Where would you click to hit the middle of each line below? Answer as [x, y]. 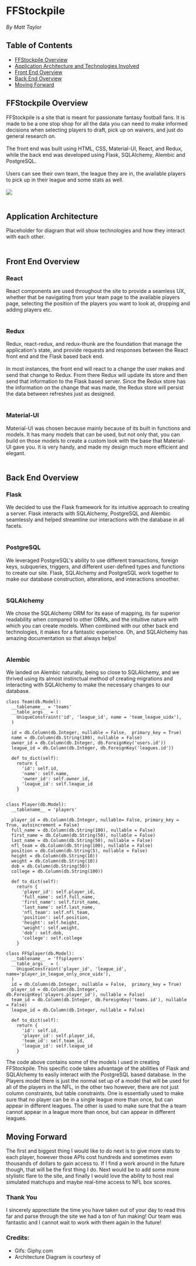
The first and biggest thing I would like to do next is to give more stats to [93, 1151]
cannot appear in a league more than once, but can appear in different [91, 1112]
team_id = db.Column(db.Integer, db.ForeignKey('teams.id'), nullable [99, 1000]
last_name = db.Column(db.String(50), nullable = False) [82, 841]
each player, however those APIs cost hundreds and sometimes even [89, 1157]
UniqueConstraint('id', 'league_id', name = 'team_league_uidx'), [99, 718]
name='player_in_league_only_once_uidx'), [59, 974]
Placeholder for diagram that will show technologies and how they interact [96, 231]
